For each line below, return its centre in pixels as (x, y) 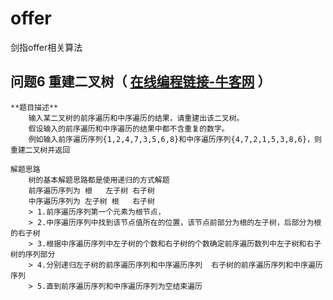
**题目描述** (34, 107)
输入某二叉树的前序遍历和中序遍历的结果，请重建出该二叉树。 (136, 118)
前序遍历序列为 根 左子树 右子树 (91, 190)
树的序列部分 (33, 254)
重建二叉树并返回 (40, 150)
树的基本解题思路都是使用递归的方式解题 (99, 180)
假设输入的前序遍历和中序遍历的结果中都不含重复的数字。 (129, 128)
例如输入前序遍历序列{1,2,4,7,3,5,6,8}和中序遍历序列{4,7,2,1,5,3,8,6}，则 (175, 139)
